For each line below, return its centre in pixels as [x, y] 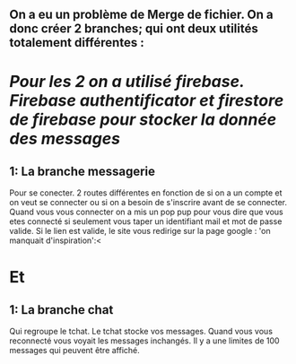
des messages [65, 139]
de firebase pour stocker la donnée [143, 119]
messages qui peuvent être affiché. [75, 351]
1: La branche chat [61, 310]
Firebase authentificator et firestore [147, 100]
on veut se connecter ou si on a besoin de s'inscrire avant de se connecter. [148, 203]
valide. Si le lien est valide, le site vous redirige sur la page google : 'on [140, 231]
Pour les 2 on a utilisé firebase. [127, 81]
